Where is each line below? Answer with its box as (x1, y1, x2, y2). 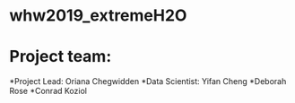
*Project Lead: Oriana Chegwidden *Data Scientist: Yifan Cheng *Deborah (9, 76, 287, 87)
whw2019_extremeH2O (9, 5, 187, 26)
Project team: (9, 47, 112, 67)
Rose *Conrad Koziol (9, 86, 88, 97)
